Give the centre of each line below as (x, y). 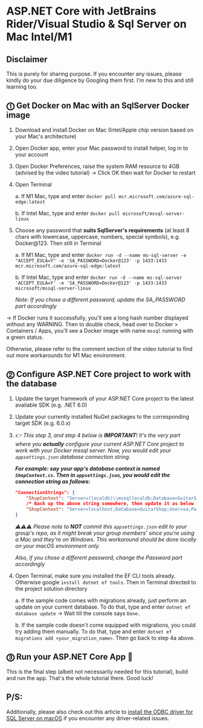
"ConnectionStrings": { (45, 492)
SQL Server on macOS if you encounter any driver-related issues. (88, 718)
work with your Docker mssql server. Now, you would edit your (93, 450)
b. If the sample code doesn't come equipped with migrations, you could (105, 625)
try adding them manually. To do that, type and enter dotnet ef (93, 631)
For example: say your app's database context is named (87, 469)
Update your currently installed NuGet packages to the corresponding (102, 416)
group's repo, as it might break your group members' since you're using (105, 533)
